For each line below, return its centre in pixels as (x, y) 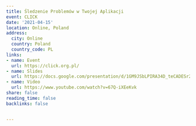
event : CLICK (22, 17)
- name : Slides (24, 71)
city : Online (27, 38)
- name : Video (23, 82)
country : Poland (31, 44)
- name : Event (23, 60)
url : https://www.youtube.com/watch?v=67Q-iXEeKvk (74, 87)
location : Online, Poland (37, 28)
